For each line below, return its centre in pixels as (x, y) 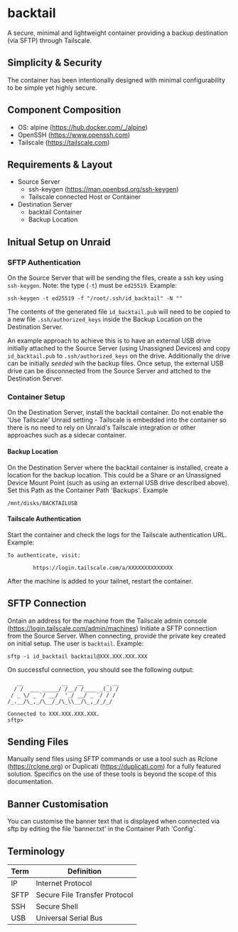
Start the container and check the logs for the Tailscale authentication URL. (117, 534)
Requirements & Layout (60, 164)
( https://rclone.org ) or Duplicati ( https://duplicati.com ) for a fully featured (114, 767)
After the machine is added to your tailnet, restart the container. (100, 581)
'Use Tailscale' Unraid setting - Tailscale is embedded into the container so (117, 420)
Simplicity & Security (55, 63)
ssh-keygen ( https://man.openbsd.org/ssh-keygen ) (103, 190)
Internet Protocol (64, 884)
